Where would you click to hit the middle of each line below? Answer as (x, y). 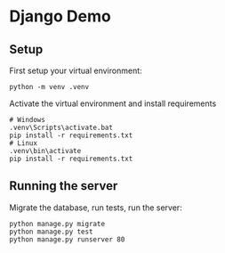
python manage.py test (51, 232)
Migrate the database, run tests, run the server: (96, 208)
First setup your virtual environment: (76, 70)
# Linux (24, 143)
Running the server (64, 186)
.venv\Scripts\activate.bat (61, 127)
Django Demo (60, 16)
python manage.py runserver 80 (67, 239)
